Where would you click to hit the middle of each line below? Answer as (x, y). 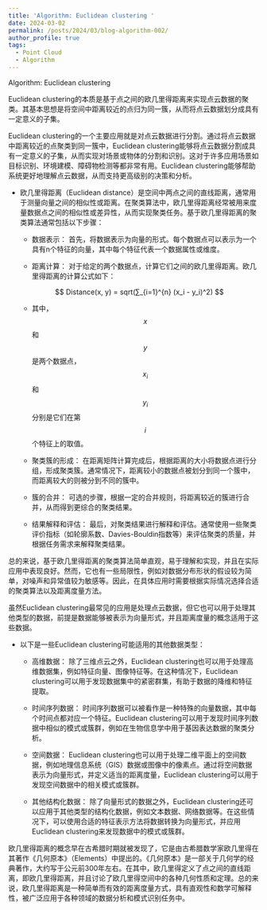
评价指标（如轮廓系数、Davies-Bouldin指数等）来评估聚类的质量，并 (144, 535)
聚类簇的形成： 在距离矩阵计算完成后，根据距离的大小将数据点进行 (141, 461)
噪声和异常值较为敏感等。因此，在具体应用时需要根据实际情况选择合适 (144, 581)
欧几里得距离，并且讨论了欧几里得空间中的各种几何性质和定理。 (133, 878)
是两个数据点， (56, 361)
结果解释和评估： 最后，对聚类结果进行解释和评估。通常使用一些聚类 (144, 524)
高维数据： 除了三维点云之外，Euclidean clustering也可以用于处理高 (143, 662)
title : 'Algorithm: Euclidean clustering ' (81, 16)
